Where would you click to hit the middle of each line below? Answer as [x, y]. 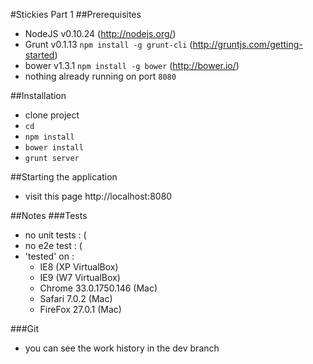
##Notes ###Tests [49, 215]
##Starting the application [64, 177]
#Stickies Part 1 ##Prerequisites [76, 14]
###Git [25, 328]
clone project [52, 115]
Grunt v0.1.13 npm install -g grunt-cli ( [108, 44]
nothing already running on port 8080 [100, 76]
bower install [54, 148]
